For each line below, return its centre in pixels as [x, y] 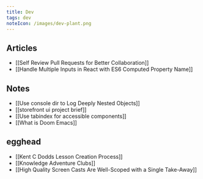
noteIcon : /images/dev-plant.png [49, 23]
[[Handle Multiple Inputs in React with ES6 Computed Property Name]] [104, 69]
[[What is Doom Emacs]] [46, 122]
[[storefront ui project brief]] [51, 110]
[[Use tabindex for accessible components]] [71, 116]
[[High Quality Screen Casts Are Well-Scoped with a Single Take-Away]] [106, 169]
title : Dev [20, 12]
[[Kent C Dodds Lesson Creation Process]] [69, 156]
